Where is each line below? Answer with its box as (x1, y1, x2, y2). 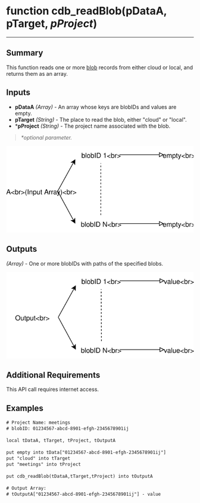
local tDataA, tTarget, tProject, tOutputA (6, 437, 116, 444)
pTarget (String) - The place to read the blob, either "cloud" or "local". (14, 116, 187, 123)
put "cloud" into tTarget (6, 455, 70, 462)
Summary (6, 48, 43, 58)
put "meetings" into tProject (6, 461, 82, 468)
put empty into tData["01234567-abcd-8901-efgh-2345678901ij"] (6, 449, 167, 456)
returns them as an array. (6, 70, 68, 77)
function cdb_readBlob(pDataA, (6, 4, 167, 18)
